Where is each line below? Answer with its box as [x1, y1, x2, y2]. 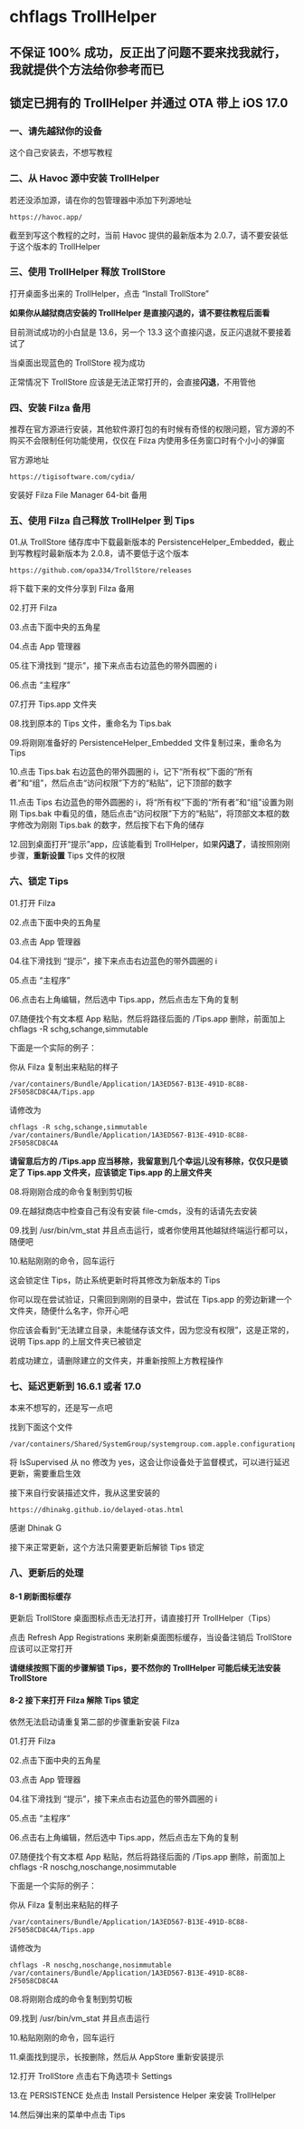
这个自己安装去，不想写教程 [9, 147, 113, 158]
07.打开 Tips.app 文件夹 [9, 698, 98, 709]
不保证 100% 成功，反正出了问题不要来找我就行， [9, 44, 287, 60]
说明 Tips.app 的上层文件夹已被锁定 [9, 1335, 142, 1346]
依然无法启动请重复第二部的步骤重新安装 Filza [9, 1716, 180, 1727]
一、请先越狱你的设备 [9, 124, 102, 137]
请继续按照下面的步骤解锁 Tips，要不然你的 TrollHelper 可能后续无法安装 [9, 1663, 281, 1674]
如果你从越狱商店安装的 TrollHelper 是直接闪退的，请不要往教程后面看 [9, 307, 271, 318]
